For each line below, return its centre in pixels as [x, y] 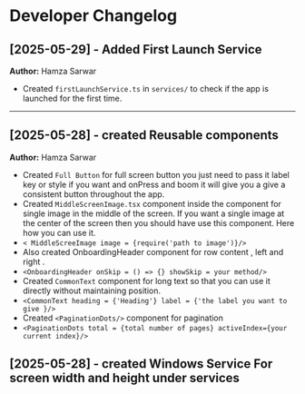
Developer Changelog [93, 16]
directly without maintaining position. [92, 291]
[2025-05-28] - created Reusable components [144, 136]
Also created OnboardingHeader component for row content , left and [153, 251]
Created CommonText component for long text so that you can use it [146, 281]
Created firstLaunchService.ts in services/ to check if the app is [146, 89]
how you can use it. [59, 232]
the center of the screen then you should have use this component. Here [158, 222]
